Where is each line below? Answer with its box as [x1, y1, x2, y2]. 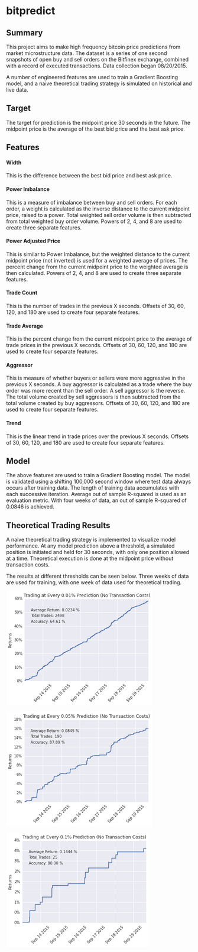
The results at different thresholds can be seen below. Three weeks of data [6, 572, 189, 580]
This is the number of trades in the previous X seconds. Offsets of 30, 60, [6, 303, 186, 310]
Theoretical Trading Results [6, 520, 111, 530]
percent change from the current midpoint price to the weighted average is [6, 263, 189, 270]
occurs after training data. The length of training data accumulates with [6, 484, 180, 491]
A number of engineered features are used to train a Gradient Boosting [6, 74, 178, 80]
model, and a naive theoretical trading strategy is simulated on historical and [6, 80, 192, 87]
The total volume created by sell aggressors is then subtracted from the [6, 393, 181, 400]
